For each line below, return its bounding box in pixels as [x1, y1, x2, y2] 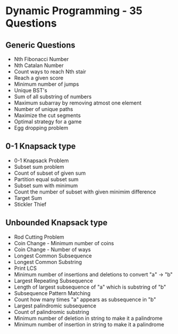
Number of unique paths [13, 106, 74, 112]
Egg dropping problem [13, 125, 69, 131]
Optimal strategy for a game [13, 118, 82, 125]
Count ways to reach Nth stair [13, 68, 87, 75]
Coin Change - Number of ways [13, 246, 91, 253]
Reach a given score [13, 75, 64, 81]
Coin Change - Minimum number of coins [13, 239, 114, 246]
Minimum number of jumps [13, 81, 80, 88]
